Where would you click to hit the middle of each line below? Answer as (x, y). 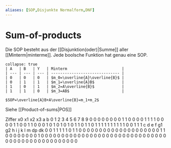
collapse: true (21, 64)
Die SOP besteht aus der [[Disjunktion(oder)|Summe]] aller (67, 50)
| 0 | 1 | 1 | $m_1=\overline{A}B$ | (65, 82)
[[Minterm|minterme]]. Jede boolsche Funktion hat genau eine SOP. (77, 55)
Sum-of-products (43, 35)
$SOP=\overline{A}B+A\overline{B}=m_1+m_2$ (52, 100)
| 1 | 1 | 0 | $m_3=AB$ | (65, 91)
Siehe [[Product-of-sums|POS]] (39, 109)
